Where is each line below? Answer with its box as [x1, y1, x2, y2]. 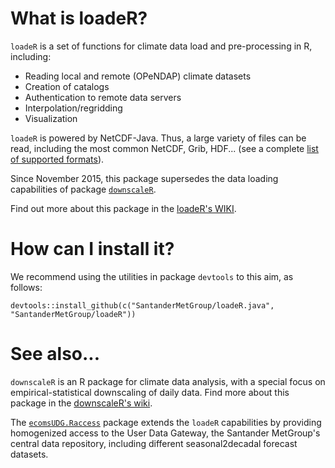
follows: [10, 281, 43, 293]
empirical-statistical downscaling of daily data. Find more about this [10, 386, 290, 398]
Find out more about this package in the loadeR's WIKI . [10, 202, 237, 214]
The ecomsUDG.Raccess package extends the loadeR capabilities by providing [10, 416, 322, 428]
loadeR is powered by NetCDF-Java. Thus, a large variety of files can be [10, 132, 307, 144]
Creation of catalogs [24, 80, 110, 92]
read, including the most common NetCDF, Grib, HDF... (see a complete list [10, 142, 319, 154]
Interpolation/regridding [24, 102, 123, 114]
